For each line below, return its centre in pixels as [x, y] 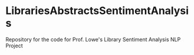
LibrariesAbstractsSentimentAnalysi [97, 11]
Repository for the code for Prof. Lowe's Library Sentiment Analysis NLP [93, 39]
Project [14, 46]
